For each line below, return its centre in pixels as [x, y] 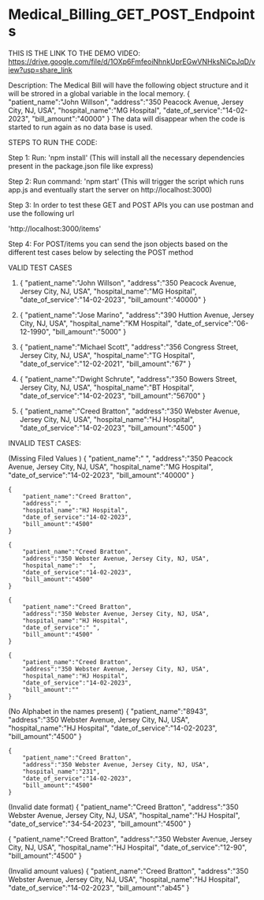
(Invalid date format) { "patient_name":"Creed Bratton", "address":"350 [123, 807]
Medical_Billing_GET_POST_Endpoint [132, 15]
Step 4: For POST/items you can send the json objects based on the [118, 244]
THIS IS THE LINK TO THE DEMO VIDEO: [74, 53]
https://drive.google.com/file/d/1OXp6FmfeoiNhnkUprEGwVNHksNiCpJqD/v [132, 62]
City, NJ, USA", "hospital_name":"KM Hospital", [96, 323]
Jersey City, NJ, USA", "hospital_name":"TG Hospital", [107, 355]
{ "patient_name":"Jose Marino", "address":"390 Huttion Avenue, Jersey [137, 315]
